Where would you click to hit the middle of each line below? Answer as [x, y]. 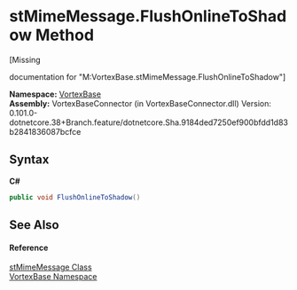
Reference [29, 247]
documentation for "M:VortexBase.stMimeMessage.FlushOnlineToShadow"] [148, 76]
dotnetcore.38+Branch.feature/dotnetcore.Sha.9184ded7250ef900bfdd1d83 [149, 122]
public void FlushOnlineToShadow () [75, 197]
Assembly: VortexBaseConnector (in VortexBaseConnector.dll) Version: [141, 103]
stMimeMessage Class [51, 267]
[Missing [25, 59]
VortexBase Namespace [53, 277]
